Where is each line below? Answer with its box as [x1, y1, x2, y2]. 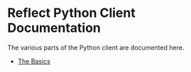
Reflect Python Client [7, 5, 136, 21]
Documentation [7, 20, 102, 36]
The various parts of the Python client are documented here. [7, 43, 185, 52]
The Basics [17, 56, 51, 65]
